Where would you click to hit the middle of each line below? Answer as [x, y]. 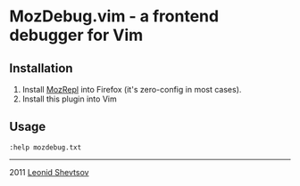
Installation [41, 68]
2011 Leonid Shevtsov [49, 172]
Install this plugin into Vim [70, 99]
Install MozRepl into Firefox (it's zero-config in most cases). [132, 89]
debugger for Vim [76, 35]
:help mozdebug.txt [46, 147]
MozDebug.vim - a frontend [114, 16]
